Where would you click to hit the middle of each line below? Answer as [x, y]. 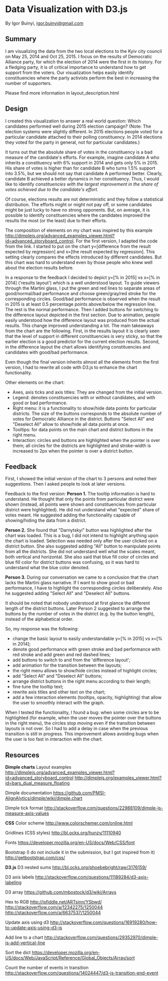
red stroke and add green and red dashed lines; [62, 655]
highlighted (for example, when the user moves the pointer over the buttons [83, 718]
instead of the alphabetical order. [39, 619]
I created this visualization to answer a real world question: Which [73, 121]
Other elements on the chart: [35, 382]
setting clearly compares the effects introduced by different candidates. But [83, 257]
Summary [21, 39]
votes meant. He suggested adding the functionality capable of [70, 515]
